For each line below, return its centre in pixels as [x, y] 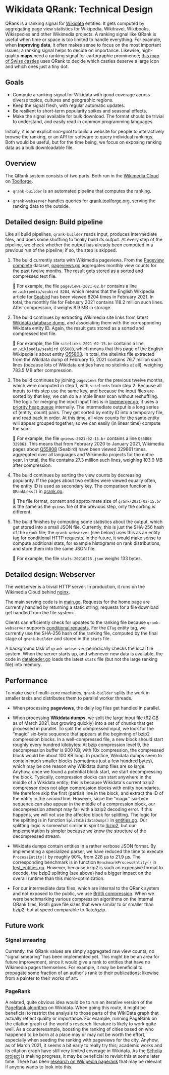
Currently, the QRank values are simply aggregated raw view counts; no [80, 951]
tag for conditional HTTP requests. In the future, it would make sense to [87, 538]
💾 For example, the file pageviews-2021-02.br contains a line [75, 286]
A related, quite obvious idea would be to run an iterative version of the [79, 1002]
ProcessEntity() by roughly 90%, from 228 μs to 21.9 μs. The [76, 857]
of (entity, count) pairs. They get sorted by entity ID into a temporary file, [88, 413]
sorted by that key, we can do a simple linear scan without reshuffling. [85, 396]
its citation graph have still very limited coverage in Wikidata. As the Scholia [84, 1051]
